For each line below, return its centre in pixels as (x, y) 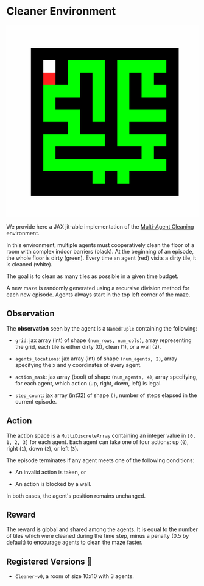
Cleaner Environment (61, 11)
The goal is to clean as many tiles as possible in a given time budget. (92, 276)
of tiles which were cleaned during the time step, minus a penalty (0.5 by (98, 536)
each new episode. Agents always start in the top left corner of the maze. (98, 295)
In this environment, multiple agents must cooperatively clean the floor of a (100, 245)
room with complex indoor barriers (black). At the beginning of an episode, (100, 251)
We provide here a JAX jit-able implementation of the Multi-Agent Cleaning (100, 226)
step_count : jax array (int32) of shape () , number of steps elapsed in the (106, 395)
